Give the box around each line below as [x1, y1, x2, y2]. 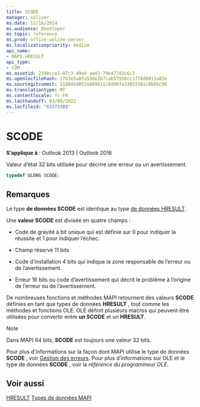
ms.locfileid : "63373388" [6, 103, 71, 110]
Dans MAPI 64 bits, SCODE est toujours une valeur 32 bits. [6, 337, 151, 344]
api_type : [6, 59, 31, 65]
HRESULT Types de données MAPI [6, 394, 92, 401]
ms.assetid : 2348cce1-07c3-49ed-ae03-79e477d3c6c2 [6, 70, 135, 76]
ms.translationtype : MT [6, 87, 66, 93]
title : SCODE [6, 8, 39, 15]
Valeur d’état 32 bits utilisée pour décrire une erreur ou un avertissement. [6, 161, 187, 168]
